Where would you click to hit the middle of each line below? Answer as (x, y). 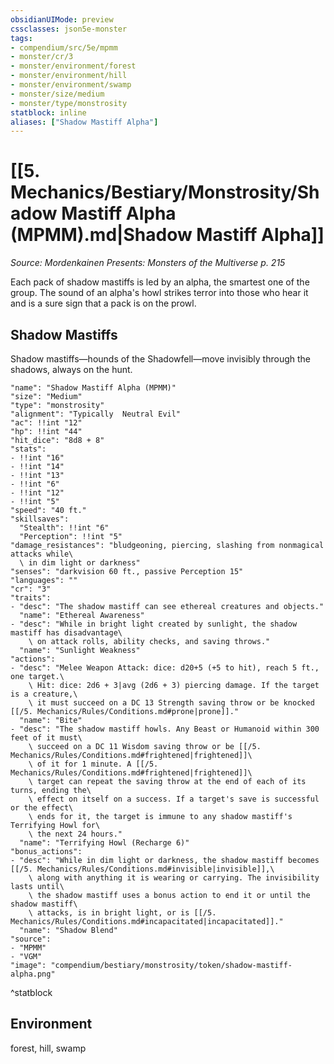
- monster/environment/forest (73, 66)
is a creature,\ (44, 694)
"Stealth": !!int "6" (64, 528)
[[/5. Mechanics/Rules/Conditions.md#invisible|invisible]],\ (142, 869)
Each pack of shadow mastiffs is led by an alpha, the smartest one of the (160, 282)
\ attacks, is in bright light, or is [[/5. (122, 913)
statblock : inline (48, 112)
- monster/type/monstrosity (69, 103)
